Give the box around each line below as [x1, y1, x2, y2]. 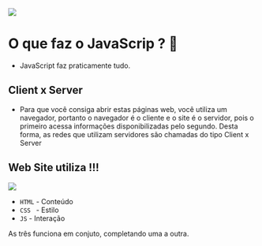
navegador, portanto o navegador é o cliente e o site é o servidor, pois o [19, 113, 254, 122]
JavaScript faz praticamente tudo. [19, 61, 131, 70]
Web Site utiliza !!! [8, 161, 100, 174]
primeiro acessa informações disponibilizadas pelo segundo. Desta [19, 121, 238, 131]
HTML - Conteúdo [19, 196, 73, 206]
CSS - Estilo [19, 205, 59, 214]
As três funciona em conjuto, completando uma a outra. [8, 229, 189, 238]
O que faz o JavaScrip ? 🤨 [8, 35, 178, 53]
